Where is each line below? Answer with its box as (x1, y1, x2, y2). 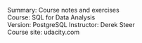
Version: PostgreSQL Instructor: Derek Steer (7, 21, 135, 28)
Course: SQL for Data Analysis (7, 13, 96, 21)
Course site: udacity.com (7, 28, 79, 36)
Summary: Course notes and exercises (7, 6, 120, 14)
